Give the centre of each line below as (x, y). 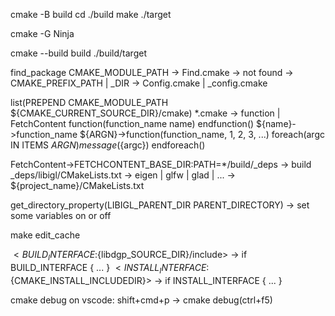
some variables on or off (61, 215)
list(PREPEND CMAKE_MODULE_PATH (89, 102)
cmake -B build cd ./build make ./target (91, 14)
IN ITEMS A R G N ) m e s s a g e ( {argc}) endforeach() (108, 145)
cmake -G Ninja (42, 33)
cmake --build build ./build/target (78, 53)
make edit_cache (45, 235)
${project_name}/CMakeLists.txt (77, 185)
